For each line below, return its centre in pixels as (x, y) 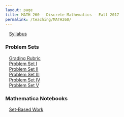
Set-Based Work (26, 109)
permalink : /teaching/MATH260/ (38, 19)
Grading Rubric (25, 58)
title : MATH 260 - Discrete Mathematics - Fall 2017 (62, 15)
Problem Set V (24, 85)
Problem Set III (24, 74)
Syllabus (18, 34)
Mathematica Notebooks (36, 98)
